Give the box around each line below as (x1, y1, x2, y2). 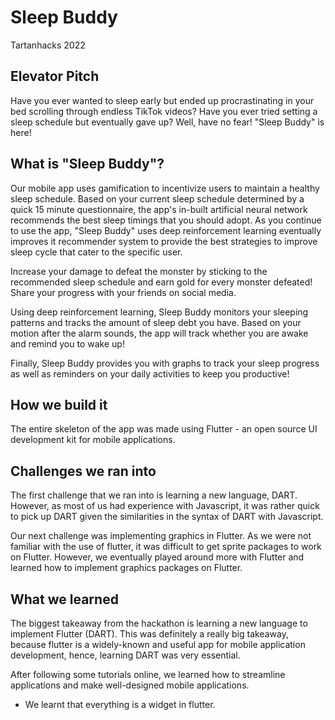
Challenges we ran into (10, 462, 157, 480)
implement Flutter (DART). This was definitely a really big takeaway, (10, 628, 289, 640)
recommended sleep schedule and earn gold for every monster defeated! (10, 276, 313, 288)
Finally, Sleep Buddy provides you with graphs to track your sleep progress (10, 357, 320, 369)
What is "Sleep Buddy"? (10, 156, 165, 173)
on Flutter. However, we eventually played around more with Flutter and (10, 551, 305, 563)
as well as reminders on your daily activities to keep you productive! (10, 367, 290, 380)
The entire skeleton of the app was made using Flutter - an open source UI (10, 423, 318, 435)
